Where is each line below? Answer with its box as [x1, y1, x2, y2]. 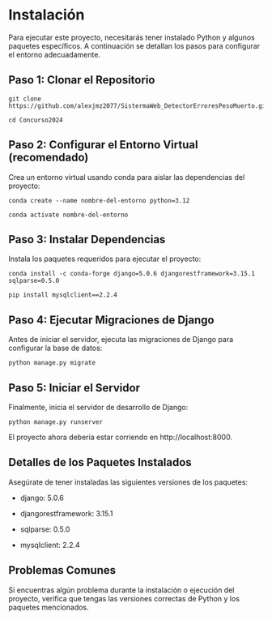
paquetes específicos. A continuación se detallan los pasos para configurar [8, 41, 261, 50]
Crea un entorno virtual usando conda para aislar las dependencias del [8, 172, 245, 182]
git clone [8, 95, 42, 103]
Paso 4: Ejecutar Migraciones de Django [8, 313, 215, 327]
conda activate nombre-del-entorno [8, 211, 129, 219]
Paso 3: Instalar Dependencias [8, 233, 166, 246]
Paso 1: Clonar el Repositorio [8, 73, 155, 87]
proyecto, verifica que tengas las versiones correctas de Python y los [8, 593, 240, 603]
